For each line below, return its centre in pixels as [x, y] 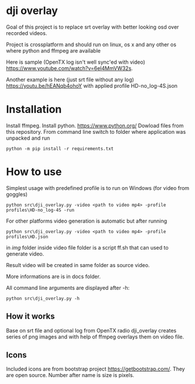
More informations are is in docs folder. [53, 276]
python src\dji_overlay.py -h [43, 298]
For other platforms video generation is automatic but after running [87, 221]
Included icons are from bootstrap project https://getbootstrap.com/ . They [96, 369]
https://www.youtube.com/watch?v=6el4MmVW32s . [69, 68]
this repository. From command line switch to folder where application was [96, 132]
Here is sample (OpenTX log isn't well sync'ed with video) [76, 62]
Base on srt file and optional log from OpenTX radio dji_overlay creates [91, 330]
